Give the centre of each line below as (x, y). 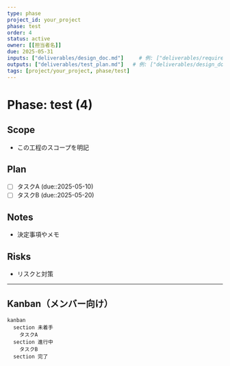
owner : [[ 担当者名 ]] (34, 45)
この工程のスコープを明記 (53, 147)
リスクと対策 (35, 274)
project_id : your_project (44, 20)
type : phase (24, 13)
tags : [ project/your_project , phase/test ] (68, 71)
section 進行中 (33, 342)
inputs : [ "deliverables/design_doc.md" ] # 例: (80, 58)
